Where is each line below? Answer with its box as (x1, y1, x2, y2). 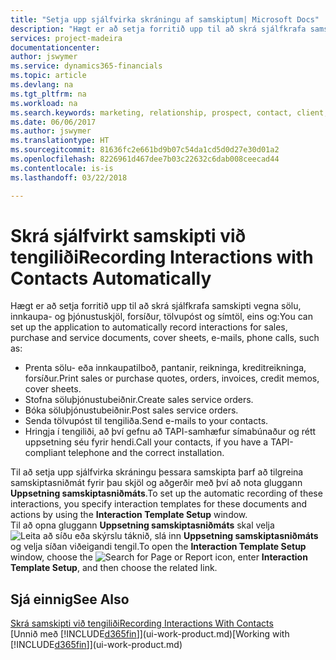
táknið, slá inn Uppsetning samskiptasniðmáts (124, 530, 319, 542)
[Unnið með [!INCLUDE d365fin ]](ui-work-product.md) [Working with (10, 628, 290, 640)
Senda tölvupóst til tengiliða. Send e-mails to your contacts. (24, 415, 269, 427)
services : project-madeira (10, 33, 123, 43)
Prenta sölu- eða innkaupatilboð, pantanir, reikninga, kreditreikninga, (24, 362, 307, 374)
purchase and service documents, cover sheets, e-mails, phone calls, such (10, 332, 320, 344)
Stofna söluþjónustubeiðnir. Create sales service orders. (24, 394, 254, 406)
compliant (24, 447, 67, 459)
